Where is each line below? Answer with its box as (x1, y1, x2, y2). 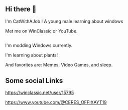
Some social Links (5, 76, 63, 85)
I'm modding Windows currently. (5, 42, 73, 48)
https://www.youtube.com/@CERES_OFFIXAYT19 (5, 99, 107, 105)
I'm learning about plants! (5, 52, 58, 58)
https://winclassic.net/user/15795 (5, 89, 74, 95)
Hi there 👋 (5, 5, 37, 13)
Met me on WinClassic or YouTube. (5, 28, 78, 34)
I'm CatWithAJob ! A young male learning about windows (5, 18, 123, 24)
